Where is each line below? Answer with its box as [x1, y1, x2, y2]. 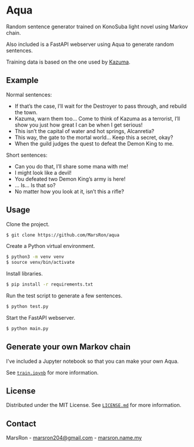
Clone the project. [6, 220, 50, 227]
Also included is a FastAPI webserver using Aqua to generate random [6, 41, 175, 48]
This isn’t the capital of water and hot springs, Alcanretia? [14, 127, 155, 134]
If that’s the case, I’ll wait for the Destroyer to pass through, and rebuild [14, 102, 187, 110]
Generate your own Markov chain [6, 342, 131, 352]
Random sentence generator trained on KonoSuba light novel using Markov [6, 23, 188, 30]
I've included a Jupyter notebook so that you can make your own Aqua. [6, 357, 179, 365]
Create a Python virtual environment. [6, 243, 95, 250]
